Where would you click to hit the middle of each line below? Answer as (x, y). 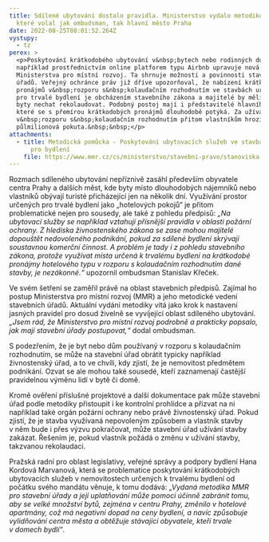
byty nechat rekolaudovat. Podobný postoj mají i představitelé (125, 105)
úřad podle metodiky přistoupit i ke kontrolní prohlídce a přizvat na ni (122, 404)
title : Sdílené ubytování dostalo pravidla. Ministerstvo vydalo (120, 16)
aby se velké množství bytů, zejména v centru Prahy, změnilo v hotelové (128, 504)
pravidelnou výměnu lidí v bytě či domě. (75, 380)
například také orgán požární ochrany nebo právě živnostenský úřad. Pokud (134, 413)
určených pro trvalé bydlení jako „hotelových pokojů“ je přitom (111, 205)
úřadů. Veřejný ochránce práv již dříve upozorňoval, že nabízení (129, 82)
